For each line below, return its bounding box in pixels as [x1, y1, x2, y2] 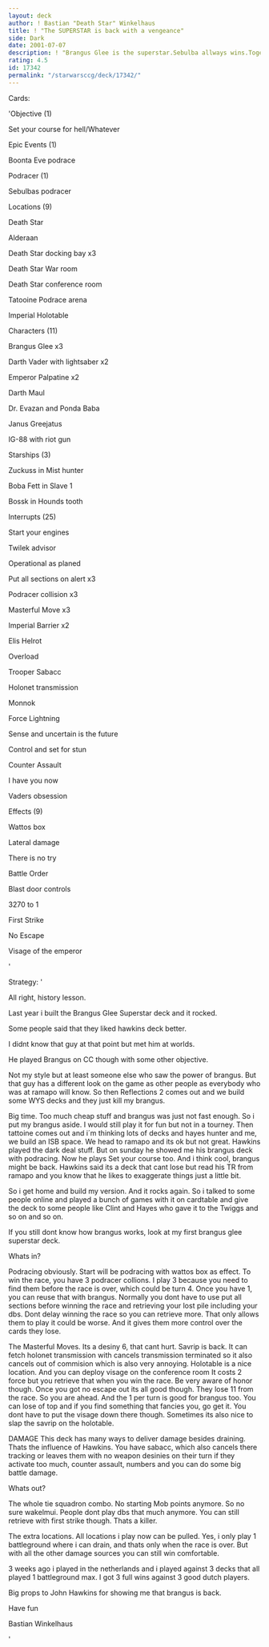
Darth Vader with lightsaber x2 [8, 357, 110, 367]
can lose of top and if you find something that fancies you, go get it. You [8, 1401, 247, 1411]
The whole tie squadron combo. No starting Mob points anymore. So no [8, 1498, 245, 1509]
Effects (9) [8, 806, 43, 816]
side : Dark [8, 34, 45, 42]
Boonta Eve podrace [8, 155, 76, 165]
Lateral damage [8, 837, 60, 847]
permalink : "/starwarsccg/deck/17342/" [8, 71, 142, 79]
